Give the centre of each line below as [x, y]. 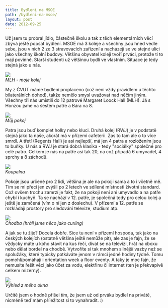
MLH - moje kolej [23, 80]
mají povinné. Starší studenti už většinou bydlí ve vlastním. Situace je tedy [82, 60]
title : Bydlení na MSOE [30, 10]
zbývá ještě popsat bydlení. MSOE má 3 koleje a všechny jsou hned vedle [81, 44]
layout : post [19, 19]
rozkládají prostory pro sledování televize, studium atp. [62, 208]
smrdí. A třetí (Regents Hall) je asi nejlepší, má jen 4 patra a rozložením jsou [83, 141]
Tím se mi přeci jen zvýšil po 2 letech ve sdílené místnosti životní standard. [82, 187]
